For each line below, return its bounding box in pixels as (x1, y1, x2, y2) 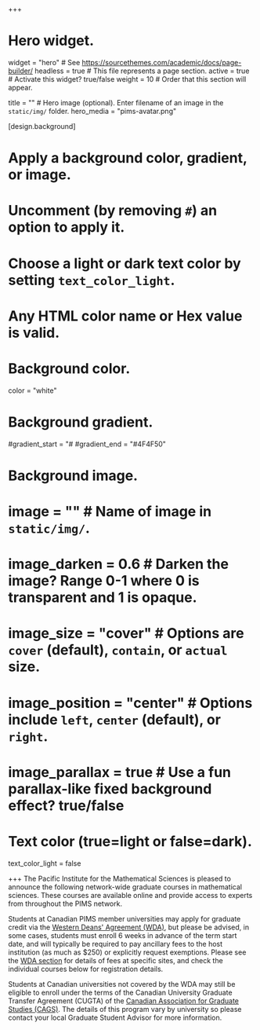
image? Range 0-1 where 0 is (8, 572, 200, 590)
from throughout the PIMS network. (8, 899, 123, 908)
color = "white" (8, 386, 57, 395)
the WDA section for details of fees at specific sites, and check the (8, 955, 223, 965)
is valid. (8, 324, 60, 342)
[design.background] (8, 121, 76, 130)
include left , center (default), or (8, 710, 222, 728)
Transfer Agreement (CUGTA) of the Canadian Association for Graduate (8, 995, 239, 1006)
